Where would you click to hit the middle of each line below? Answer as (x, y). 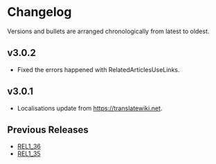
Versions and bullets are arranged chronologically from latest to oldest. (108, 31)
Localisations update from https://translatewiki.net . (90, 108)
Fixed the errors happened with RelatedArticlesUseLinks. (98, 69)
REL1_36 (29, 147)
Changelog (39, 12)
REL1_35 (29, 154)
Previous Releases (48, 130)
